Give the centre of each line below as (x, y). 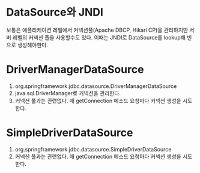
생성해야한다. (33, 45)
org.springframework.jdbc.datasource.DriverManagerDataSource (96, 86)
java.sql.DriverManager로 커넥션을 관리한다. (68, 93)
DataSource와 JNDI (55, 12)
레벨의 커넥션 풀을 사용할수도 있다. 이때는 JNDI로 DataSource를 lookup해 (99, 37)
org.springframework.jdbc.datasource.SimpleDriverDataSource (93, 149)
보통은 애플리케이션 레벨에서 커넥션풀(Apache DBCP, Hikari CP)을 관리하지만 (97, 30)
